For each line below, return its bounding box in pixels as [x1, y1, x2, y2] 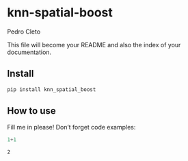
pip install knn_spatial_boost [7, 86, 96, 93]
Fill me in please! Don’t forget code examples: [7, 123, 136, 132]
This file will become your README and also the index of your [7, 40, 181, 49]
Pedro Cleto [7, 27, 41, 36]
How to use [7, 105, 56, 117]
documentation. [7, 48, 52, 56]
